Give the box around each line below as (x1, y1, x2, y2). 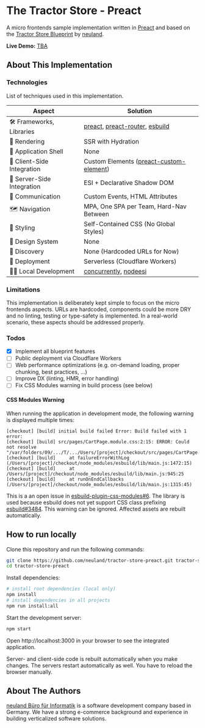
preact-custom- (138, 157, 186, 166)
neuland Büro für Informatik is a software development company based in (6, 702, 192, 709)
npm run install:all (6, 603, 59, 609)
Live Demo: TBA (6, 42, 48, 49)
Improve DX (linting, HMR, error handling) (15, 375, 120, 382)
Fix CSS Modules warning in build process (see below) (15, 382, 153, 389)
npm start (6, 625, 32, 632)
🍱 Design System (9, 237, 59, 246)
